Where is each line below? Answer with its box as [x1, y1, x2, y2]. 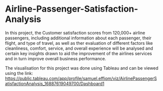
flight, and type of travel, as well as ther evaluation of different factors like [5, 40, 153, 46]
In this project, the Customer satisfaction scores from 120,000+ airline [5, 30, 145, 36]
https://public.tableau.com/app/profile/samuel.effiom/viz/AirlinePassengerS [5, 75, 157, 81]
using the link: [5, 70, 33, 76]
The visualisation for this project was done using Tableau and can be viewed [5, 65, 159, 71]
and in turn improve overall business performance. [5, 55, 106, 61]
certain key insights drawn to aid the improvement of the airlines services [5, 50, 152, 56]
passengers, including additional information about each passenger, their [5, 35, 152, 41]
